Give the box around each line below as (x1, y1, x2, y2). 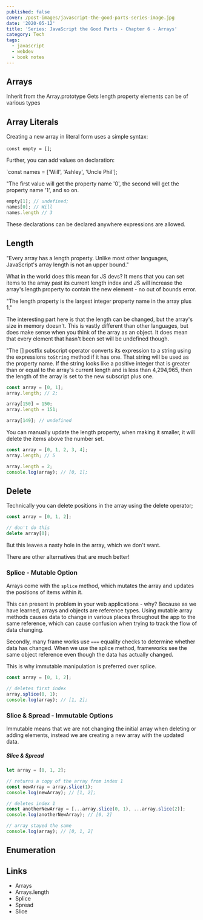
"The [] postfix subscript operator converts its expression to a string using (6, 347, 191, 354)
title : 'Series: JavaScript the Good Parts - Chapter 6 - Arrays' (6, 26, 178, 32)
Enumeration (6, 845, 56, 856)
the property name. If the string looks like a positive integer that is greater (6, 359, 190, 367)
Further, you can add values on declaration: (6, 156, 115, 164)
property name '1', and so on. (6, 187, 79, 194)
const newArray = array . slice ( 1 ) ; (6, 784, 94, 790)
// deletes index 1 (6, 800, 56, 806)
